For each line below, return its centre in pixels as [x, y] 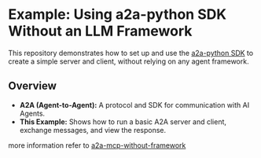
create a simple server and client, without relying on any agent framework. [129, 61]
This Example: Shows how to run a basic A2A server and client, [123, 121]
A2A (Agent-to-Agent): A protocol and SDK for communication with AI [134, 105]
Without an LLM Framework [100, 31]
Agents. [32, 113]
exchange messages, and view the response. [93, 130]
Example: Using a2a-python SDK [117, 15]
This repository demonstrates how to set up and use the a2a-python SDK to [131, 53]
